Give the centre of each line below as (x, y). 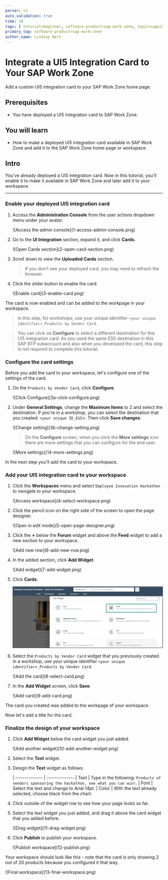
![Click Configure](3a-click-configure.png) (56, 397)
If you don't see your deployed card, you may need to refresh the (92, 268)
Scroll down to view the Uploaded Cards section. (63, 259)
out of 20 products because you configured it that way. (62, 862)
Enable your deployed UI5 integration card (57, 204)
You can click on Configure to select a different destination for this (86, 333)
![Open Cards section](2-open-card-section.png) (63, 249)
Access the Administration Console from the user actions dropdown (83, 215)
